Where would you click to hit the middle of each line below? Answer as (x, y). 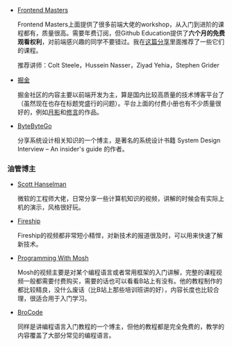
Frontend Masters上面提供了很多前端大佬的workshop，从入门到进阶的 (118, 24)
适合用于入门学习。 (63, 299)
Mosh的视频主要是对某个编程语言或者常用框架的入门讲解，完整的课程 (117, 272)
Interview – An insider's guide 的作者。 (73, 149)
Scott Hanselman (42, 184)
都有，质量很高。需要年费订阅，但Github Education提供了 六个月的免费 (124, 33)
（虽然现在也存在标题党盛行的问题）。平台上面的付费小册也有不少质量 (116, 103)
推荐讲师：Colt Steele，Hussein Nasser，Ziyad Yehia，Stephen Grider (118, 65)
